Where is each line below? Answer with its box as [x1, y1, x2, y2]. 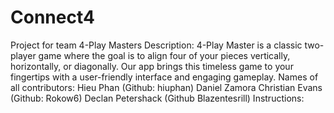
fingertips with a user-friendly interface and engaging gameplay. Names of [10, 71, 319, 83]
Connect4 [10, 6, 95, 29]
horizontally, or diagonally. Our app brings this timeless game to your [10, 60, 294, 72]
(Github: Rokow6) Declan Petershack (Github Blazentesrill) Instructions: [10, 92, 305, 104]
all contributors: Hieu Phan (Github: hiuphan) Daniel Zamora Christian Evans [10, 81, 323, 93]
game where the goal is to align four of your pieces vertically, [38, 49, 291, 61]
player [10, 49, 37, 61]
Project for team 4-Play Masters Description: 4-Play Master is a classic [10, 39, 303, 51]
